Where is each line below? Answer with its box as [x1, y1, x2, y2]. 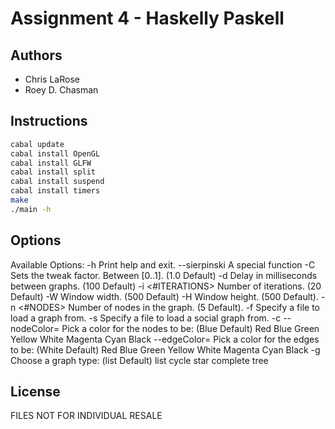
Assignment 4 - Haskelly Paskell [10, 7, 285, 30]
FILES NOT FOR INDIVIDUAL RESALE [10, 410, 163, 422]
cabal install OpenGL [10, 148, 101, 159]
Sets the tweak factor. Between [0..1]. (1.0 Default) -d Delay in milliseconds [10, 269, 318, 281]
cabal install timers [10, 186, 101, 196]
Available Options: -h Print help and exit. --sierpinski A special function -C [10, 258, 316, 271]
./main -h [10, 204, 52, 214]
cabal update [10, 139, 65, 149]
